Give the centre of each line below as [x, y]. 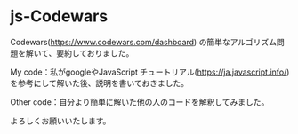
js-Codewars [59, 16]
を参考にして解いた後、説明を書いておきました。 [100, 83]
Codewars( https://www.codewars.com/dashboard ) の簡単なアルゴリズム [143, 42]
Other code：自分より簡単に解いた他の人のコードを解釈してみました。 [140, 102]
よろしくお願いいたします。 [60, 121]
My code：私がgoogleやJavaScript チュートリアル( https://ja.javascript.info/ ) [150, 72]
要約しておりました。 [95, 53]
